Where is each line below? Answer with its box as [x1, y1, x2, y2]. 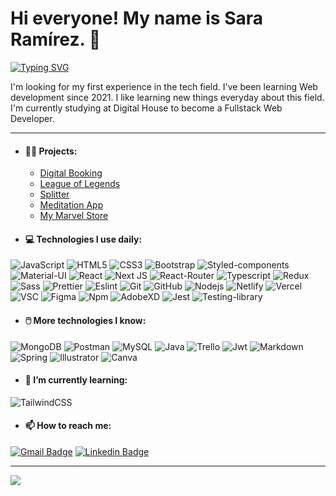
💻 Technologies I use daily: [24, 233, 143, 245]
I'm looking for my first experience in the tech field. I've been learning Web [10, 80, 318, 92]
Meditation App [39, 199, 104, 211]
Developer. [10, 112, 55, 124]
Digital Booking [39, 167, 103, 179]
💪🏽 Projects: [24, 145, 78, 157]
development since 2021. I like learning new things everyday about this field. [10, 91, 325, 103]
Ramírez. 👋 [10, 28, 102, 51]
